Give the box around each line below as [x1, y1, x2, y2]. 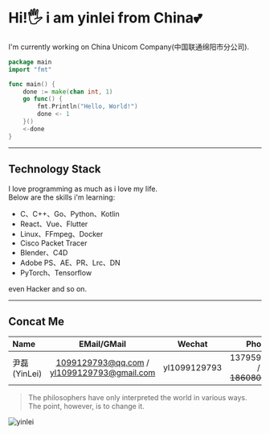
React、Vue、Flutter [19, 219, 88, 229]
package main [8, 58, 52, 66]
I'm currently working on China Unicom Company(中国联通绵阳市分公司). [8, 42, 250, 52]
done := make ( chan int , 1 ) [22, 88, 113, 96]
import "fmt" [8, 65, 52, 73]
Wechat [177, 338, 208, 349]
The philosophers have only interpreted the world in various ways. [27, 393, 247, 403]
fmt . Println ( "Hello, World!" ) [37, 102, 138, 111]
